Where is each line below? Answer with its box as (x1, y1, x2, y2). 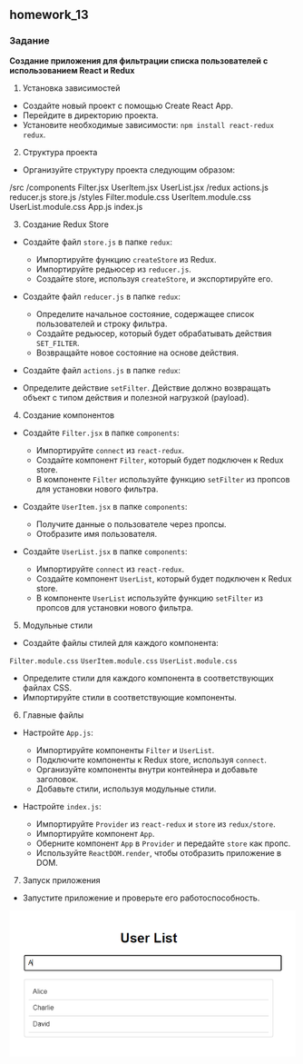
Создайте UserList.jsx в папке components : (22, 545, 188, 557)
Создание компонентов (22, 409, 115, 421)
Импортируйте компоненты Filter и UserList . (35, 744, 215, 755)
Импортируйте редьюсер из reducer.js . (35, 264, 192, 274)
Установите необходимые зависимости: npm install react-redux (22, 119, 275, 130)
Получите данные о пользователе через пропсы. (35, 518, 227, 530)
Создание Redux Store (22, 218, 109, 230)
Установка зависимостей (22, 82, 121, 94)
